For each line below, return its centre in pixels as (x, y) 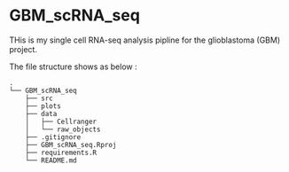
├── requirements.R (61, 152)
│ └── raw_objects (63, 129)
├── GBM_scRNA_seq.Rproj (71, 145)
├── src (39, 98)
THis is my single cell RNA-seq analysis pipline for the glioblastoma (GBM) (145, 40)
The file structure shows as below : (73, 66)
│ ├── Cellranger (61, 121)
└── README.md (51, 160)
